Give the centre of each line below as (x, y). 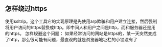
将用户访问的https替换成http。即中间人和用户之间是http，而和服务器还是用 (80, 27)
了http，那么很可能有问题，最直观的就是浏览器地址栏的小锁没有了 (71, 39)
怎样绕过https (26, 9)
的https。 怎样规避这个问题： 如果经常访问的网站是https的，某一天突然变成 (81, 33)
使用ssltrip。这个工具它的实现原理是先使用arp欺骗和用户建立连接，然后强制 (81, 21)
